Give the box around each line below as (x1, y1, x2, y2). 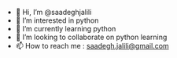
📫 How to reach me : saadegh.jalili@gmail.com (15, 42, 169, 50)
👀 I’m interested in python (15, 16, 99, 25)
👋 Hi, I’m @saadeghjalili (15, 8, 92, 16)
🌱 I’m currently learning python (15, 24, 116, 33)
